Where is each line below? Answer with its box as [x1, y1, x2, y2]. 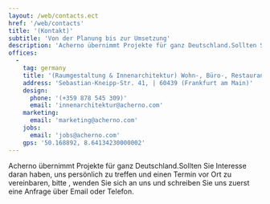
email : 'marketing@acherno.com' [29, 116, 138, 124]
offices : [8, 49, 38, 57]
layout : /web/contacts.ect [8, 11, 99, 20]
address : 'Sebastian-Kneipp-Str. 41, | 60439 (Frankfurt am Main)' [22, 79, 253, 87]
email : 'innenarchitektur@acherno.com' [29, 101, 163, 109]
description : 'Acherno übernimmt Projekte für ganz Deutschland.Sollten [8, 42, 257, 50]
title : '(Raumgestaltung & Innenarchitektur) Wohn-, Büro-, [22, 71, 228, 80]
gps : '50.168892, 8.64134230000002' [22, 138, 146, 147]
